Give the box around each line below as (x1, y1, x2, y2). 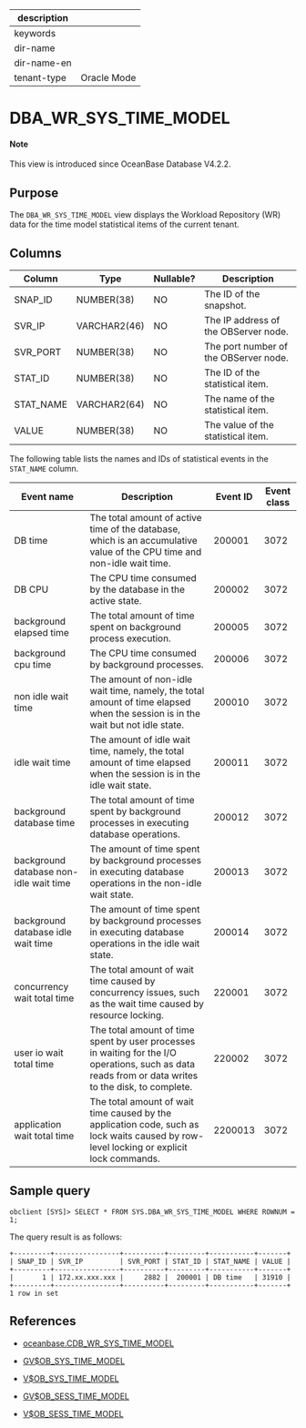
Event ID (215, 491, 253, 504)
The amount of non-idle (89, 673, 193, 686)
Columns (9, 245, 62, 260)
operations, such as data (89, 1058, 196, 1071)
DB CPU (14, 583, 49, 596)
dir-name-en (14, 56, 73, 69)
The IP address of (204, 314, 280, 327)
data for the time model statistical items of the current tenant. (9, 219, 240, 230)
